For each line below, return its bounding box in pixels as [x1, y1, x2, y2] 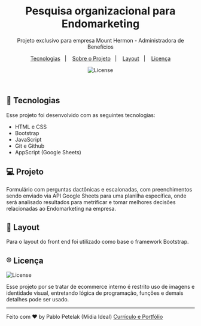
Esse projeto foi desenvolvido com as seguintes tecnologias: [6, 111, 156, 118]
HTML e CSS [14, 123, 47, 130]
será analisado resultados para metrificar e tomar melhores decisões [6, 198, 176, 205]
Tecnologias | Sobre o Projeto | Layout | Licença [30, 55, 171, 62]
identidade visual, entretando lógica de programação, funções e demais [6, 289, 184, 297]
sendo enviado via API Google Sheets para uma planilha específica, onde [6, 192, 187, 199]
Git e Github [14, 142, 45, 149]
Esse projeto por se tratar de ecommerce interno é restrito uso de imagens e [6, 283, 195, 291]
